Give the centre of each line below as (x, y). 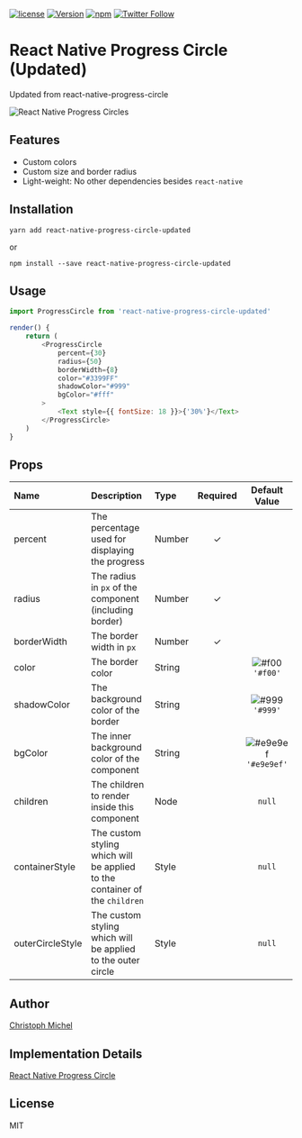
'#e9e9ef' (267, 765)
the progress (118, 561)
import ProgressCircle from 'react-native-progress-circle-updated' (140, 312)
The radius (114, 577)
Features (35, 140)
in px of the (114, 587)
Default (267, 490)
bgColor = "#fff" (86, 395)
